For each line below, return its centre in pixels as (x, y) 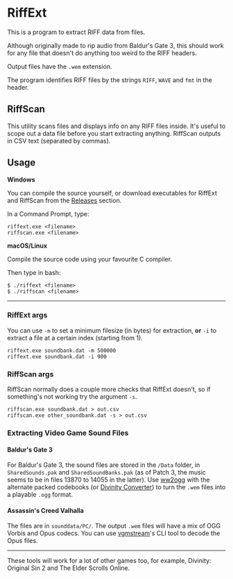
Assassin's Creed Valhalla (46, 510)
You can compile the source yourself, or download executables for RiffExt (112, 193)
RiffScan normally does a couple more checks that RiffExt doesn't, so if (109, 389)
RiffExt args (27, 315)
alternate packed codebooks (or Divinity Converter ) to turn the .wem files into (116, 487)
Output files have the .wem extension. (60, 66)
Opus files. (23, 541)
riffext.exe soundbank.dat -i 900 (57, 356)
